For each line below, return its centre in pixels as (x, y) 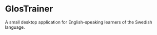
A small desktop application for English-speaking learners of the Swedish (79, 22)
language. (15, 27)
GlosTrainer (29, 9)
